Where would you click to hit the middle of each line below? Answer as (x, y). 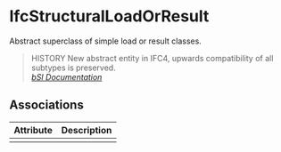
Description (87, 130)
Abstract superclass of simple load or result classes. (106, 41)
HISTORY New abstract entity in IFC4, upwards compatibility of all (152, 58)
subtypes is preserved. (73, 68)
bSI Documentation (66, 76)
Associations (47, 105)
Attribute (33, 130)
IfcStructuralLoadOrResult (109, 16)
